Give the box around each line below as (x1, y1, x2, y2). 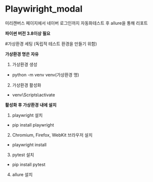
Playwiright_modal (5, 3, 83, 15)
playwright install (12, 142, 47, 147)
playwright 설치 (12, 112, 43, 118)
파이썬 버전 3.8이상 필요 (5, 30, 51, 36)
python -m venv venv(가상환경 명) (12, 72, 80, 77)
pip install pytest (12, 162, 45, 167)
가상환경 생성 (12, 61, 38, 67)
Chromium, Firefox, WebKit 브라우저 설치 (12, 132, 93, 138)
